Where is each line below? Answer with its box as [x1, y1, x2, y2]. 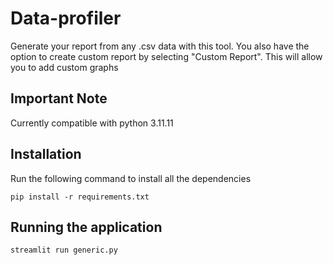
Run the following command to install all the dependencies [10, 172, 252, 184]
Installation [10, 146, 82, 163]
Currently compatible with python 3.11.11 [10, 117, 174, 129]
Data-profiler [10, 7, 122, 30]
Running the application [10, 218, 163, 236]
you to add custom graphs [10, 61, 119, 73]
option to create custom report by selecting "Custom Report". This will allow [10, 50, 323, 62]
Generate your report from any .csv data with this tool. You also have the [10, 40, 310, 52]
